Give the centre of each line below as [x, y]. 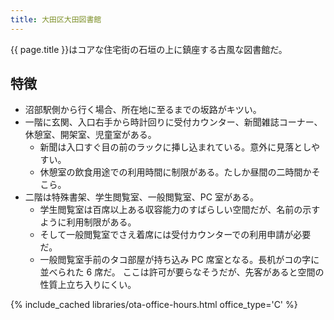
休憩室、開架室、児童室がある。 [90, 135]
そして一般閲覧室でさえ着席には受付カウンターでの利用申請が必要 [175, 235]
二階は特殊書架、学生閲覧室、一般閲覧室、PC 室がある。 [141, 197]
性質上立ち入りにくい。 [88, 285]
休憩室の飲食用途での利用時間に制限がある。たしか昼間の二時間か [175, 172]
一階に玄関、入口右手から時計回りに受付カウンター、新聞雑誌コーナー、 [173, 122]
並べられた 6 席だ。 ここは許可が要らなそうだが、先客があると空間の [182, 272]
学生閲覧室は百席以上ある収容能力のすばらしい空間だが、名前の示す [180, 210]
